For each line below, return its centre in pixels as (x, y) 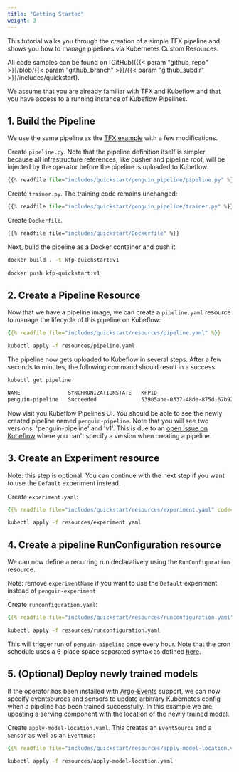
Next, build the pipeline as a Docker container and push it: (92, 247)
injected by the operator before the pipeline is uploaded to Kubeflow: (108, 167)
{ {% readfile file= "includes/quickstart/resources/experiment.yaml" (111, 509)
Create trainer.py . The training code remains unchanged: (92, 194)
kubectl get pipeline (39, 380)
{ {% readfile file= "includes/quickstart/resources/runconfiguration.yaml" (121, 618)
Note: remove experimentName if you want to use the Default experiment (112, 583)
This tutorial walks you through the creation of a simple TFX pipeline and (114, 41)
